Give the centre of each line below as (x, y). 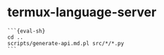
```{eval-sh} (26, 31)
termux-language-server (82, 12)
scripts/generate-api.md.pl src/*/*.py (66, 43)
